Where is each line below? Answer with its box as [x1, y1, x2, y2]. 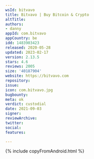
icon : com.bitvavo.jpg [5, 87, 53, 93]
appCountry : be [5, 36, 37, 41]
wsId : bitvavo [5, 7, 35, 13]
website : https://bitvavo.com [5, 73, 69, 78]
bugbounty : [5, 92, 28, 97]
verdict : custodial [5, 102, 46, 107]
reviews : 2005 [5, 64, 35, 69]
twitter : [5, 120, 24, 126]
